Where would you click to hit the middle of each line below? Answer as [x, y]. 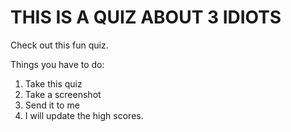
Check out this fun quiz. [59, 45]
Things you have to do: [57, 64]
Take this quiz [53, 83]
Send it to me [52, 105]
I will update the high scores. [84, 115]
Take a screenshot [63, 94]
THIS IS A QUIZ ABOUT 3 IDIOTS [146, 17]
